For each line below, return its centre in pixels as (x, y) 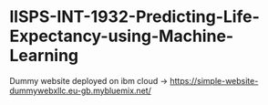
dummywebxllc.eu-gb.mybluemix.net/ (81, 90)
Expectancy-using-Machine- (122, 36)
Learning (44, 56)
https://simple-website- (214, 80)
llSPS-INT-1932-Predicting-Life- (134, 17)
